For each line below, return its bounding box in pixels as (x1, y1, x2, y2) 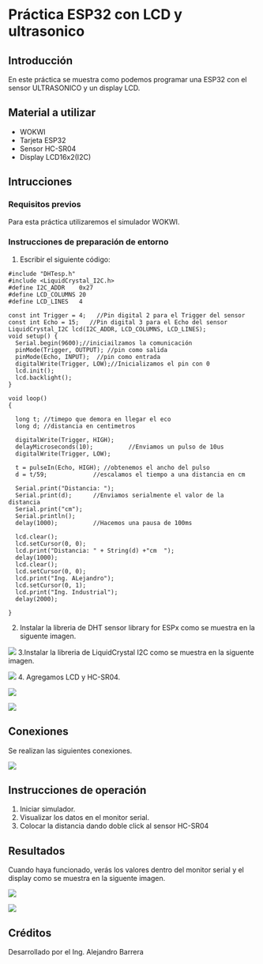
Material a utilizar (8, 106, 96, 119)
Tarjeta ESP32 (19, 135, 66, 145)
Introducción (8, 54, 73, 67)
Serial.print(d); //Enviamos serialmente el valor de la (15, 491, 224, 499)
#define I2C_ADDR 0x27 (8, 283, 93, 292)
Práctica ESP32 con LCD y (8, 6, 183, 24)
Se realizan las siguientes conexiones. (8, 746, 133, 755)
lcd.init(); (15, 366, 55, 375)
